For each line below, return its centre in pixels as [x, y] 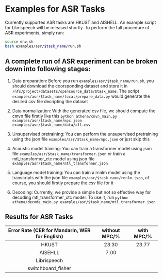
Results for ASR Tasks [39, 217]
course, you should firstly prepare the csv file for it [63, 183]
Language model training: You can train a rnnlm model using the [76, 172]
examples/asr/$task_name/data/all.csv [51, 125]
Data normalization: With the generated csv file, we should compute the [84, 111]
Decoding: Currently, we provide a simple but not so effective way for [81, 192]
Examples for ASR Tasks [55, 9]
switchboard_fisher [49, 268]
